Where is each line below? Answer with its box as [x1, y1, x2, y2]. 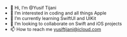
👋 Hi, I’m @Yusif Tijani [10, 5, 57, 10]
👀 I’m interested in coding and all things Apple [10, 10, 107, 16]
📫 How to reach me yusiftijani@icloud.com [10, 26, 101, 32]
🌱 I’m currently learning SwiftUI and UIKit [10, 15, 96, 21]
